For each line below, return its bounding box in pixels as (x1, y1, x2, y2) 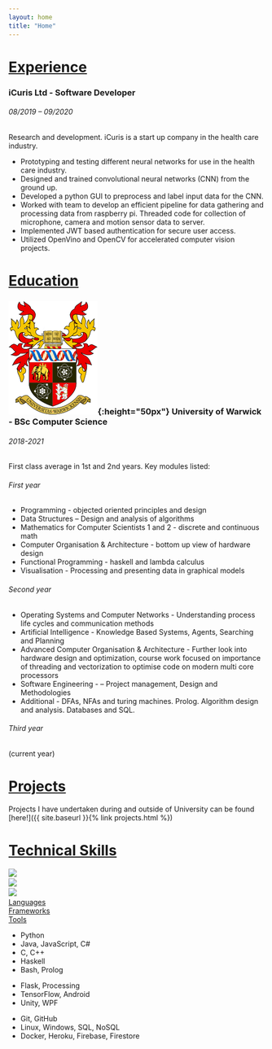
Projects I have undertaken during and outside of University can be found (8, 804, 255, 814)
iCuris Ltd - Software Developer (8, 86, 136, 98)
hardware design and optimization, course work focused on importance (20, 653, 261, 662)
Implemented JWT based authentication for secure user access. (20, 225, 236, 235)
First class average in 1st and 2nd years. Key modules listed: (8, 461, 210, 471)
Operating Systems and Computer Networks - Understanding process (20, 610, 256, 619)
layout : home (8, 13, 53, 21)
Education (8, 272, 79, 290)
